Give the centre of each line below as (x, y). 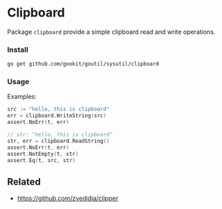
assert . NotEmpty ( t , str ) (43, 154)
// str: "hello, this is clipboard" (60, 135)
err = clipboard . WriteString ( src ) (57, 116)
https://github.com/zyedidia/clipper (68, 199)
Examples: (22, 97)
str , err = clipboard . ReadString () (58, 141)
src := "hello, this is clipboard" (58, 109)
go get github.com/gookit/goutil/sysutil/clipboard (83, 64)
